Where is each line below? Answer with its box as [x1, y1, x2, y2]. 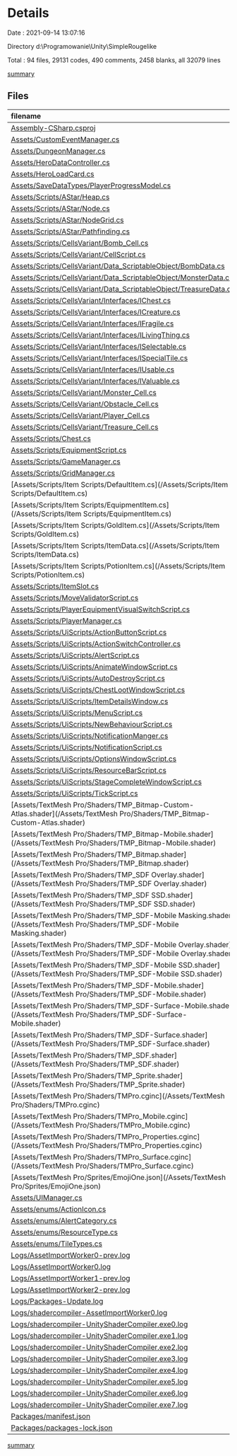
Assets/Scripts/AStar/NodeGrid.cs [11, 214, 124, 224]
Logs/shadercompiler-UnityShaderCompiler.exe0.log [11, 1319, 188, 1329]
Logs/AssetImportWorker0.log [11, 1261, 111, 1271]
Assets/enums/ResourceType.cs [11, 1227, 119, 1237]
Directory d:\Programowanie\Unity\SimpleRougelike [7, 42, 157, 50]
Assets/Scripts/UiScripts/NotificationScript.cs [11, 742, 162, 752]
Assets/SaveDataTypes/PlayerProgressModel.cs [11, 180, 171, 190]
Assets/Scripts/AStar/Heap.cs [11, 192, 110, 202]
